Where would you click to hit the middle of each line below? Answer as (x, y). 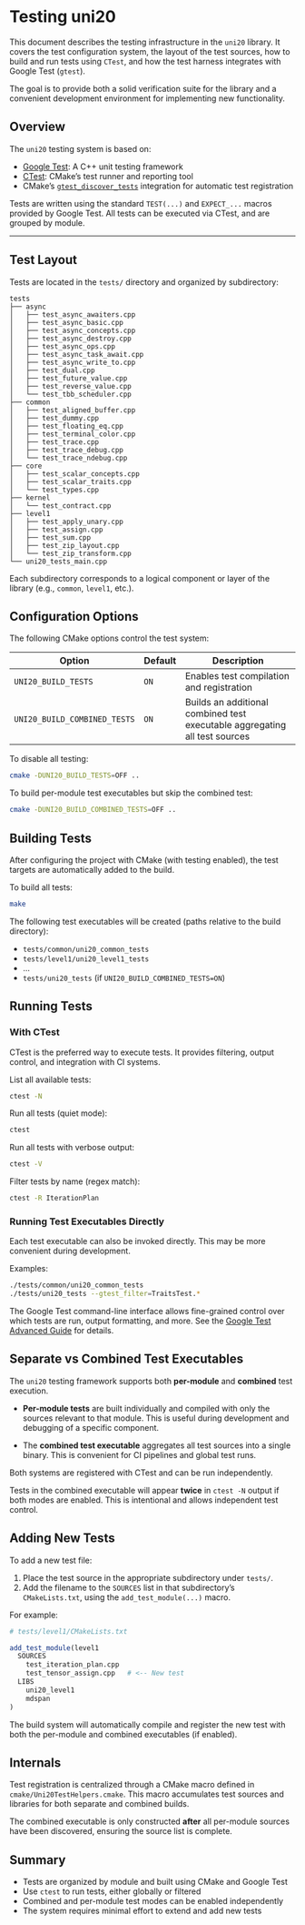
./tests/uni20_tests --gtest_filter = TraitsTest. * (105, 1294)
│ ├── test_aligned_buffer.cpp (73, 410)
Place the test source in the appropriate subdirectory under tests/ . (148, 1577)
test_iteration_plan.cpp (73, 1665)
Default (160, 661)
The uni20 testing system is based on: (80, 148)
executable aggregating (236, 725)
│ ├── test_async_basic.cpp (67, 322)
